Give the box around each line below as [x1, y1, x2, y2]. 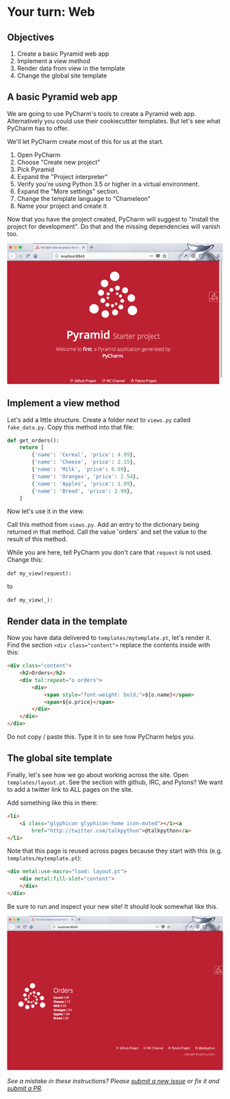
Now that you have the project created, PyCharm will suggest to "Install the [7, 215, 219, 223]
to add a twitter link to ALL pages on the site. [7, 785, 133, 793]
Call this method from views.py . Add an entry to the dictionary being [7, 521, 200, 529]
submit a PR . [7, 1085, 43, 1093]
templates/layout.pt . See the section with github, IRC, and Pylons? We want [7, 778, 224, 786]
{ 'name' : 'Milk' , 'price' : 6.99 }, [31, 466, 130, 473]
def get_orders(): [7, 437, 60, 444]
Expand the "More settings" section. [16, 187, 120, 196]
